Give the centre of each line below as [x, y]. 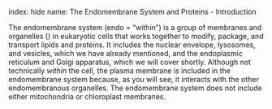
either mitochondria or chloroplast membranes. [87, 96]
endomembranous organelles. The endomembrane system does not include [135, 88]
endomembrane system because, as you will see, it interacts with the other [134, 79]
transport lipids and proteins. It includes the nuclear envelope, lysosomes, [132, 45]
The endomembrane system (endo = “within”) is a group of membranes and [135, 27]
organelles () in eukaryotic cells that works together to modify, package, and [136, 36]
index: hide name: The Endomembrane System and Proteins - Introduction [132, 12]
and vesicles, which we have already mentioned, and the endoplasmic [126, 53]
